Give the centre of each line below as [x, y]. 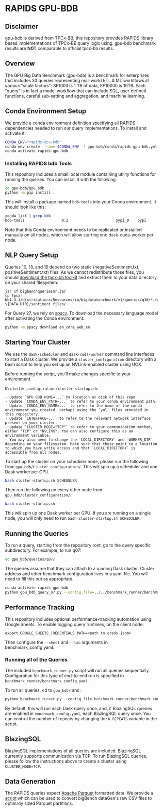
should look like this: [25, 207]
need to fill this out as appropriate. [39, 579]
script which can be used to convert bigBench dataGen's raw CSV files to [79, 798]
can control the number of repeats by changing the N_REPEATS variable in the [81, 718]
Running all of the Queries [36, 660]
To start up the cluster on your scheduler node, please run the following [77, 461]
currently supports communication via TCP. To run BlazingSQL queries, [76, 756]
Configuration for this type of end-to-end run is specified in [65, 676]
